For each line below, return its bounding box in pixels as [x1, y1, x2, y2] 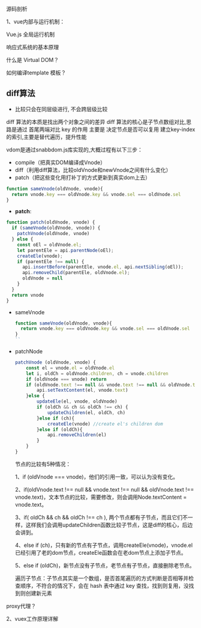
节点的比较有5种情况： [14, 460, 71, 468]
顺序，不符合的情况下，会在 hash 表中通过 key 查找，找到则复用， [20, 582, 184, 589]
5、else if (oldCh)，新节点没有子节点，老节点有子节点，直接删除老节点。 [14, 561, 195, 569]
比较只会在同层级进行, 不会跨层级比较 [14, 105, 108, 112]
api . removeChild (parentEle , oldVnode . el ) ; [22, 270, 130, 276]
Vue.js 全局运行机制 [6, 31, 55, 38]
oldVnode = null [22, 275, 63, 281]
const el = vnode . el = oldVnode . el [26, 365, 115, 371]
